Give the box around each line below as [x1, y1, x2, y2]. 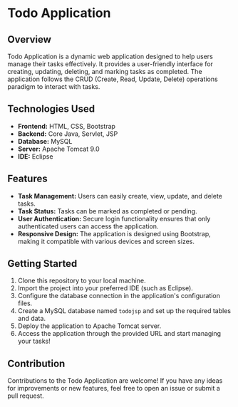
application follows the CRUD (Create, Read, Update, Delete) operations [7, 75, 219, 83]
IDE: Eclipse [17, 152, 53, 161]
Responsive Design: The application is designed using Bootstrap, [17, 229, 212, 238]
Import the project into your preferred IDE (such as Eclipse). [17, 284, 194, 292]
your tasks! [17, 337, 51, 346]
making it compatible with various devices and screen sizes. [17, 237, 195, 245]
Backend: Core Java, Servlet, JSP [17, 129, 118, 138]
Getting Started [7, 258, 78, 270]
